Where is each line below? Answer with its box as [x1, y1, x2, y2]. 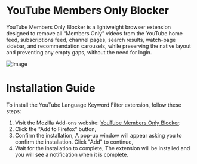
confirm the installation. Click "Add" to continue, [14, 138, 133, 145]
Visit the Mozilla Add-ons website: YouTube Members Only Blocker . [14, 119, 181, 126]
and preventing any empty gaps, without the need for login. [6, 48, 152, 56]
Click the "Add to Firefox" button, [14, 125, 97, 132]
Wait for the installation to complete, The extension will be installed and [14, 144, 190, 151]
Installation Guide [6, 81, 96, 95]
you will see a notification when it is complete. [14, 151, 128, 158]
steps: [6, 107, 21, 114]
